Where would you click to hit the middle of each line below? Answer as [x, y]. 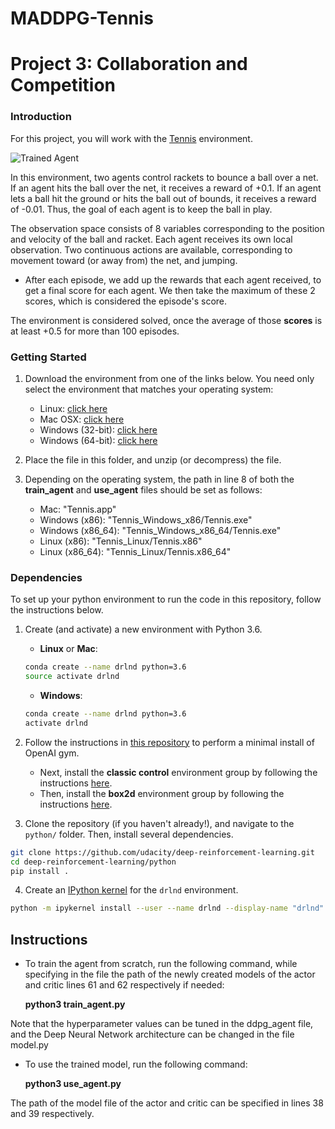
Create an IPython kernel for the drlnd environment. [131, 890]
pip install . [40, 871]
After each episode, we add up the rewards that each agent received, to [173, 279]
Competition [63, 85]
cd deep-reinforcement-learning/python [93, 862]
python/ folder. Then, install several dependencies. [129, 834]
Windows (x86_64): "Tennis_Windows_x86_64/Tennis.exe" [160, 530]
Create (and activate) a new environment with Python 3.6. [143, 629]
